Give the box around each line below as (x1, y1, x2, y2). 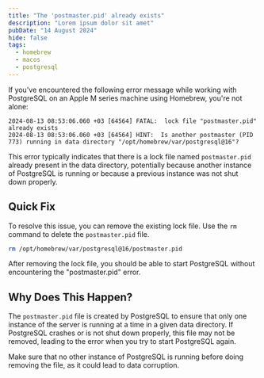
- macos (15, 56, 41, 64)
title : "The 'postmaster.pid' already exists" (8, 11, 165, 20)
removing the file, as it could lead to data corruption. (8, 361, 180, 370)
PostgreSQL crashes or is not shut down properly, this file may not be (8, 328, 235, 338)
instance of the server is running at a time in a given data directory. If (8, 320, 234, 330)
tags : (8, 41, 26, 49)
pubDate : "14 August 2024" (8, 26, 98, 34)
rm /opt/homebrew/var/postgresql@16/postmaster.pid (8, 245, 182, 253)
